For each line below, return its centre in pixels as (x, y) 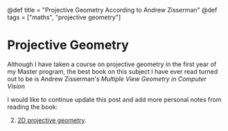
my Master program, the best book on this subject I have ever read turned (113, 71)
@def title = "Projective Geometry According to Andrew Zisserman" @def (112, 10)
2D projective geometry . (52, 120)
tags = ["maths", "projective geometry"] (64, 17)
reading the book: (32, 107)
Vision (16, 86)
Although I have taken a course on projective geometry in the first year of (112, 64)
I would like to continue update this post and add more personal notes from (114, 99)
